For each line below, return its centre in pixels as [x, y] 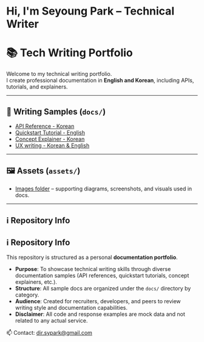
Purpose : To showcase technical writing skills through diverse [93, 269]
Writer [23, 24]
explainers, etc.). [36, 282]
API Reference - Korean [45, 126]
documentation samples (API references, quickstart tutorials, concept [102, 275]
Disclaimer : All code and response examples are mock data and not [100, 314]
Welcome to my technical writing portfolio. [59, 74]
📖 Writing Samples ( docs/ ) [56, 111]
